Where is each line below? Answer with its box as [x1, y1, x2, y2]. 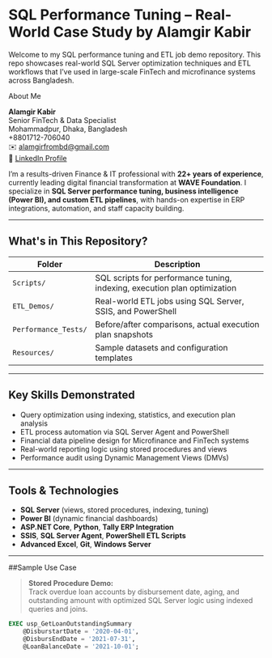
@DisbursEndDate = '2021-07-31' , [23, 635, 136, 643]
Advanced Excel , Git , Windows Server [19, 540, 151, 550]
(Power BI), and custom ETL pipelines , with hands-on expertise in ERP [8, 194, 245, 204]
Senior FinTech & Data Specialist [8, 115, 117, 125]
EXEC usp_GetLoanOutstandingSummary [8, 620, 132, 628]
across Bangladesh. [8, 75, 74, 85]
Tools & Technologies [8, 483, 119, 497]
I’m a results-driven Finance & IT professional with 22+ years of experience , [8, 168, 264, 179]
